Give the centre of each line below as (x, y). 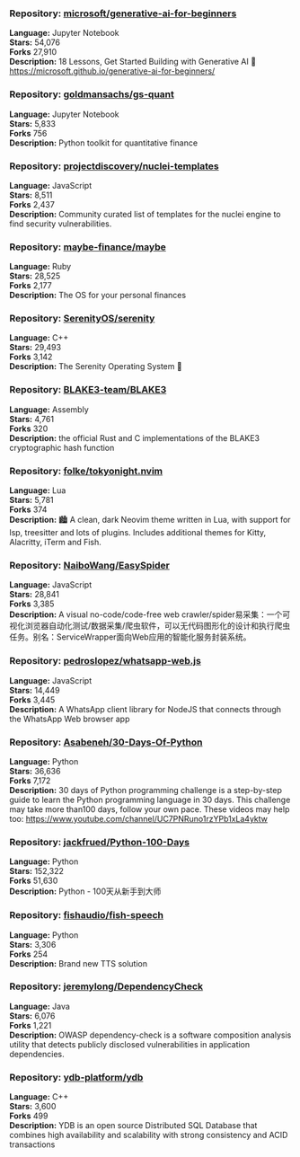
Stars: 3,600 (33, 1107)
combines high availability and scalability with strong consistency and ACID (149, 1135)
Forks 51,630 (34, 881)
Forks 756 (28, 133)
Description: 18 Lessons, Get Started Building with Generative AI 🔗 (133, 62)
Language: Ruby (40, 267)
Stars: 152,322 (37, 871)
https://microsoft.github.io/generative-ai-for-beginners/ (112, 71)
